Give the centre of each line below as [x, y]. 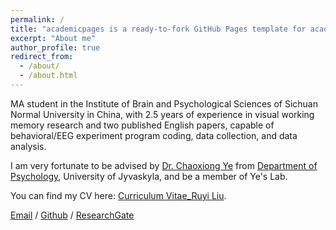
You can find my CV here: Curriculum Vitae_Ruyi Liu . [118, 195]
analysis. [28, 146]
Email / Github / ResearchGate [72, 215]
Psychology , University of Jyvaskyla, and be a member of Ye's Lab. [149, 176]
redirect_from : [42, 57]
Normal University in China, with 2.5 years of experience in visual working [162, 114]
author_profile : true [55, 47]
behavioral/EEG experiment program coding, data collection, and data [154, 135]
